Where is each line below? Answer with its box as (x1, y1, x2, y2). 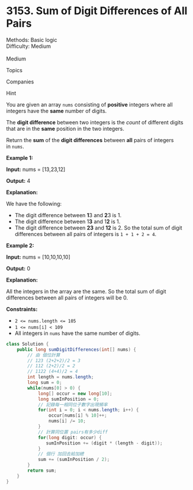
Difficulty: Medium (6, 43, 52, 50)
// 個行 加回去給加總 (37, 451, 84, 457)
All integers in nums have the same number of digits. (14, 330, 141, 337)
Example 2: (6, 241, 34, 249)
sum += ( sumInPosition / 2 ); (37, 457, 110, 463)
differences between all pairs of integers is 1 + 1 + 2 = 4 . (14, 230, 157, 237)
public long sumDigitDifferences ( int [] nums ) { (17, 346, 136, 353)
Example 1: (6, 154, 34, 161)
